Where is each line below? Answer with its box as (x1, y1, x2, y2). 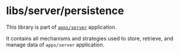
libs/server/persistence (6, 4, 124, 18)
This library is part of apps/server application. (6, 23, 117, 31)
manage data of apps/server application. (6, 41, 105, 48)
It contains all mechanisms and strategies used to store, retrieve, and (6, 35, 174, 42)
